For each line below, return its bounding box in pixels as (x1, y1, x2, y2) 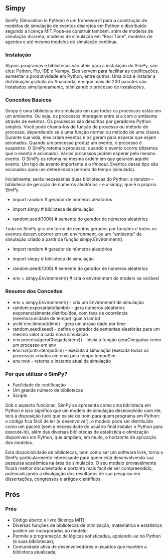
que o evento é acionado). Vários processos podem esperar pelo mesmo (5, 151, 156, 157)
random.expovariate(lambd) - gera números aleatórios (12, 305, 125, 311)
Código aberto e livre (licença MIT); (12, 517, 86, 523)
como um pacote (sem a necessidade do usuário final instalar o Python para (5, 424, 163, 430)
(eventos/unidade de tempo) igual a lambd (12, 315, 100, 321)
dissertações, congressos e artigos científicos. (5, 476, 102, 482)
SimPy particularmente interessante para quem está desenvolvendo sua (5, 455, 154, 461)
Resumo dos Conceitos (5, 288, 63, 295)
